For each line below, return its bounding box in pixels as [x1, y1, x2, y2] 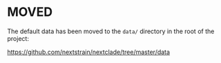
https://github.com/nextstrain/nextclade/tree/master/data [7, 48, 171, 56]
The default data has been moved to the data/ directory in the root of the [7, 27, 215, 35]
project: [7, 34, 30, 42]
